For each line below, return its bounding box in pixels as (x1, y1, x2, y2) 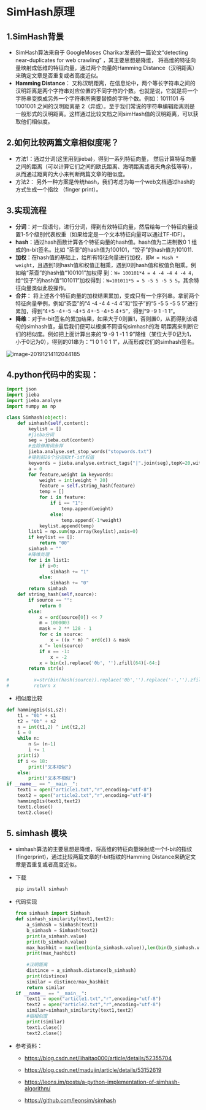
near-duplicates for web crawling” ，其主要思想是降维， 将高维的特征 (15, 56, 191, 64)
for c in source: (39, 631, 84, 638)
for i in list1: (28, 557, 70, 563)
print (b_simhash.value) (26, 939, 87, 945)
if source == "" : (28, 597, 72, 603)
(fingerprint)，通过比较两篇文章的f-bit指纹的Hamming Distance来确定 (15, 853, 191, 861)
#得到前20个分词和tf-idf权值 (28, 454, 94, 460)
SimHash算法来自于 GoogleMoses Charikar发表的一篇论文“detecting (15, 49, 188, 56)
